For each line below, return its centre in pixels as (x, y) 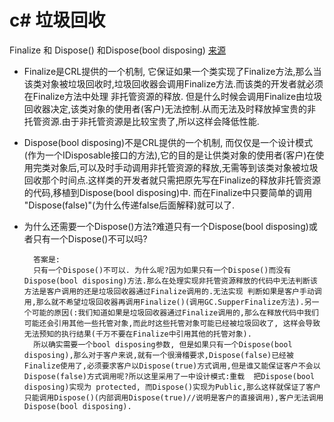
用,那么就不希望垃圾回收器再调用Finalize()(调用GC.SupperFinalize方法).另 (167, 302)
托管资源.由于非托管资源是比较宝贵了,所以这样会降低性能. (141, 121)
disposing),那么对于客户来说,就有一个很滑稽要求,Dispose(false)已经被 (158, 355)
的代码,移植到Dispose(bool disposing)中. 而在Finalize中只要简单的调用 (168, 192)
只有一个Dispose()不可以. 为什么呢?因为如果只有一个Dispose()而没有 (162, 270)
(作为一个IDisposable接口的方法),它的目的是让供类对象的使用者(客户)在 (169, 155)
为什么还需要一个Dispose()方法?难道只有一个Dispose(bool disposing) (166, 226)
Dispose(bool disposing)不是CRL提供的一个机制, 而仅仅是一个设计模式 (168, 142)
